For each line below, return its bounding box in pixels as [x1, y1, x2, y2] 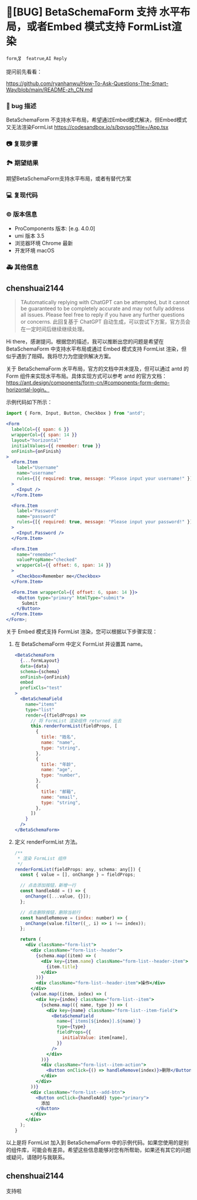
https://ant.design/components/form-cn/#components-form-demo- [6, 379, 170, 386]
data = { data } [20, 663, 49, 669]
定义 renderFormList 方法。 [14, 838, 81, 845]
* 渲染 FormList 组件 [17, 855, 67, 861]
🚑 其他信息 [6, 263, 39, 271]
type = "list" [25, 707, 55, 712]
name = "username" [16, 470, 57, 476]
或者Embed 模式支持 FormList [26, 20, 172, 33]
